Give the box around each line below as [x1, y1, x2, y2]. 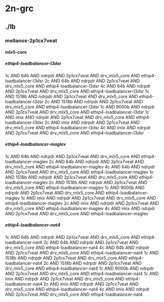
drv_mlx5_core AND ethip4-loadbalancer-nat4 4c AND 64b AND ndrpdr [5, 245, 150, 250]
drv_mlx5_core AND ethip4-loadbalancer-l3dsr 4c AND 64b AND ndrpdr [5, 83, 151, 89]
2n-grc [5, 3, 34, 14]
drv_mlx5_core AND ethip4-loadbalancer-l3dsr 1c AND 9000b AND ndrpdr [5, 104, 155, 110]
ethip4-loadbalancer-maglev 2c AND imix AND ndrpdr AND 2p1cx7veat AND [5, 200, 159, 206]
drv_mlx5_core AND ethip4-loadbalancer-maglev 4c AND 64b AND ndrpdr [5, 164, 155, 170]
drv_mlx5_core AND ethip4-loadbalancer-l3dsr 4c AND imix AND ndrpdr [5, 125, 151, 131]
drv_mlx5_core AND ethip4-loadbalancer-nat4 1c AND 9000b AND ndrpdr [5, 265, 154, 271]
